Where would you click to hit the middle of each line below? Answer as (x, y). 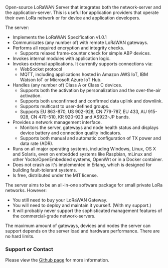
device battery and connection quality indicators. (71, 133)
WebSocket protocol (41, 69)
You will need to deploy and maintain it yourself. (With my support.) (82, 205)
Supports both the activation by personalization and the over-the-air (91, 90)
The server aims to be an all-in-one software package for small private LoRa (84, 185)
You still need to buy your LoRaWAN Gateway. (60, 200)
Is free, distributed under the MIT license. (55, 175)
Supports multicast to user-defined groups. (64, 106)
